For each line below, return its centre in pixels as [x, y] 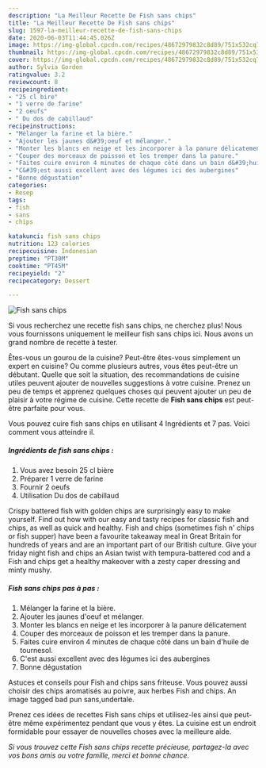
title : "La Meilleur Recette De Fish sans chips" [92, 23]
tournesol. [36, 651]
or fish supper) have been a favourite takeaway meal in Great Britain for [125, 536]
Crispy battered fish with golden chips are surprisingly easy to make [120, 511]
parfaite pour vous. [54, 409]
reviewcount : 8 [33, 82]
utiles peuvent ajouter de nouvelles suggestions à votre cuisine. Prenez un [129, 383]
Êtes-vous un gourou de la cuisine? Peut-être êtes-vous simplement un [124, 358]
